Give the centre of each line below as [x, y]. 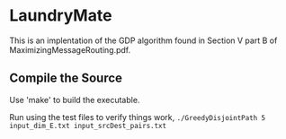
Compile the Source [66, 78]
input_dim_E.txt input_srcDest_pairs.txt [88, 126]
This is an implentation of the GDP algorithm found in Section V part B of [143, 40]
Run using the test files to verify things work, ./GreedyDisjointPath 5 [138, 117]
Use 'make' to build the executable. [75, 100]
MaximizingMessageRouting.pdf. [70, 49]
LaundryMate [61, 16]
